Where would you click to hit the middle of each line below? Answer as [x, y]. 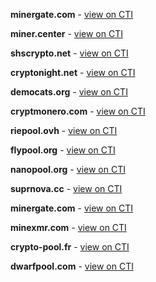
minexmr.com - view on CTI [68, 227]
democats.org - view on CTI [69, 92]
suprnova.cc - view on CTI [66, 188]
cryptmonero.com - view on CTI [78, 111]
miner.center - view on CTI [66, 33]
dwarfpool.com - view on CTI [72, 266]
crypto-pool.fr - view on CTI [70, 247]
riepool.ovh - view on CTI [64, 130]
